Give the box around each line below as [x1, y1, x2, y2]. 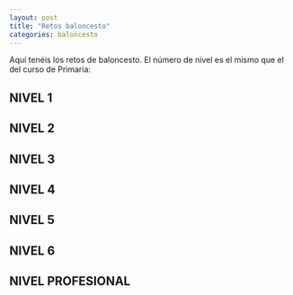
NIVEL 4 [9, 182, 56, 197]
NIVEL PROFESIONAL [9, 273, 131, 289]
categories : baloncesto [9, 30, 99, 39]
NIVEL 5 [9, 212, 56, 228]
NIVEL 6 [9, 243, 56, 258]
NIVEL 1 [9, 90, 53, 105]
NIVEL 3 [9, 151, 56, 166]
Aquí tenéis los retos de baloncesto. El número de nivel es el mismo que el [9, 55, 285, 66]
